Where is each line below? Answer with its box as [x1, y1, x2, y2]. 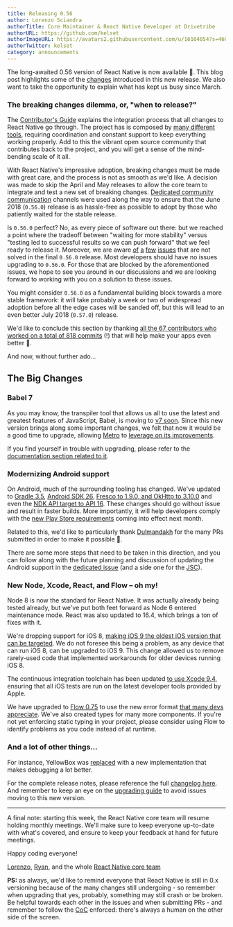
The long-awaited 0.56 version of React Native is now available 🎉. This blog [7, 67, 223, 76]
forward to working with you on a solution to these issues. [7, 275, 173, 284]
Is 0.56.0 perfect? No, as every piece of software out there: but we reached [7, 223, 223, 232]
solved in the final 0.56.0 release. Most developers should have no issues [7, 253, 218, 261]
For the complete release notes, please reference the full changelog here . [7, 779, 218, 787]
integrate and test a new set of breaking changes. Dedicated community [7, 188, 214, 196]
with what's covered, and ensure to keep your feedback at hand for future [7, 828, 218, 836]
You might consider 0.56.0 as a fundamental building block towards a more [7, 288, 222, 297]
